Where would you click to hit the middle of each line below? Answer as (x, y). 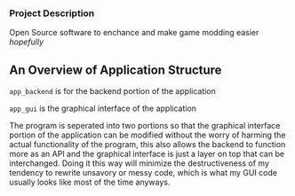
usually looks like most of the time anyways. (90, 182)
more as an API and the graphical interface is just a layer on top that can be (147, 154)
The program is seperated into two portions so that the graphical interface (145, 126)
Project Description (52, 13)
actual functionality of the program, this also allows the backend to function (147, 145)
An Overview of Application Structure (116, 70)
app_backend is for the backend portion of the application (112, 91)
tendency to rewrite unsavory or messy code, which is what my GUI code (144, 173)
